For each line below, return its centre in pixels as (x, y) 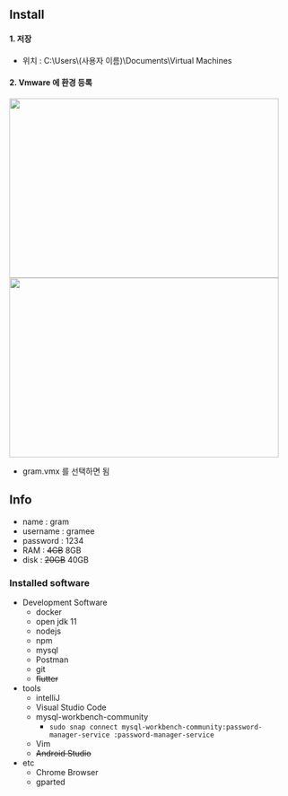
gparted (50, 782)
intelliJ (48, 697)
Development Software (65, 602)
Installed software (50, 582)
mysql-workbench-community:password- (192, 727)
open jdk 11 (56, 621)
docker (49, 612)
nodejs (48, 631)
